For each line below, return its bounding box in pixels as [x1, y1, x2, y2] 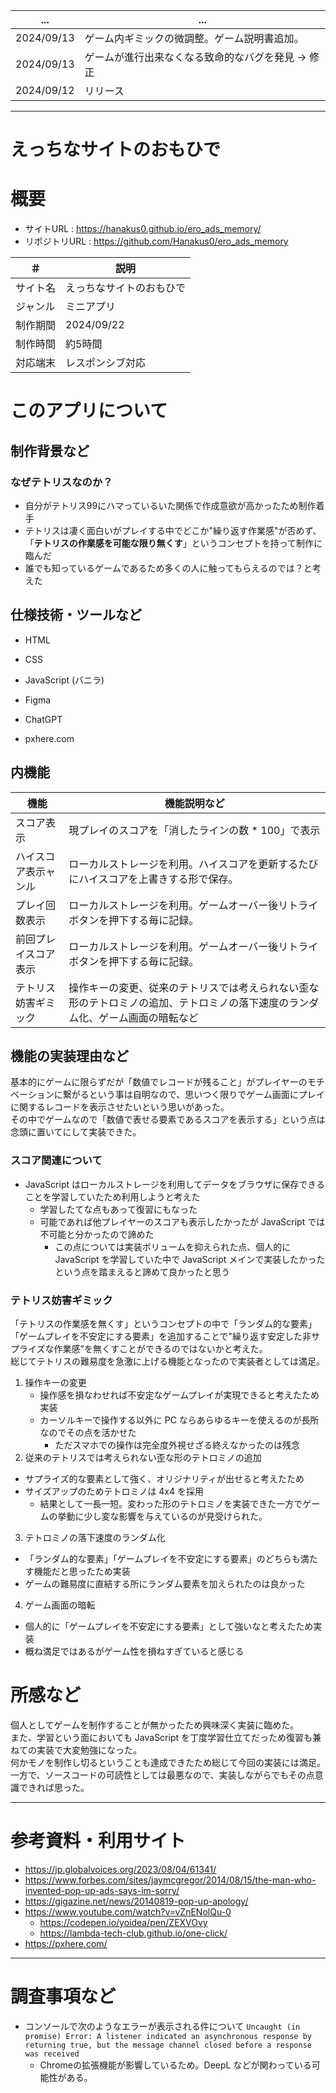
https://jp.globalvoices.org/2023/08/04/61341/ [24, 1863, 217, 1875]
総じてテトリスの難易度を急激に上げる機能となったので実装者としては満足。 [10, 1355, 325, 1368]
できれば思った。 [18, 1781, 90, 1793]
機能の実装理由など [10, 1048, 129, 1065]
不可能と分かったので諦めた [39, 1228, 155, 1240]
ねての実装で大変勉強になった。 [10, 1744, 142, 1756]
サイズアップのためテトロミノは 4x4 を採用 [24, 1485, 204, 1498]
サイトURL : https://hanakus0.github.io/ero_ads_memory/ [24, 223, 262, 235]
